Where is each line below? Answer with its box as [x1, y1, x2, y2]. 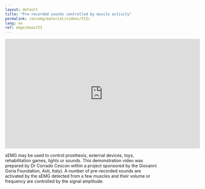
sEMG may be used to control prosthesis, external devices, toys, [5, 152, 134, 158]
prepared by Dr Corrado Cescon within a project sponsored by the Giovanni [5, 163, 157, 169]
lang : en [5, 20, 23, 26]
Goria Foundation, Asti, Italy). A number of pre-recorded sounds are [5, 168, 141, 174]
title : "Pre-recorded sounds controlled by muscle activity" [5, 12, 132, 17]
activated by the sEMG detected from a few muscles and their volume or [5, 173, 150, 179]
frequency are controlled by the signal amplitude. [5, 178, 104, 184]
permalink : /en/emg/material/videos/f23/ [5, 16, 91, 21]
